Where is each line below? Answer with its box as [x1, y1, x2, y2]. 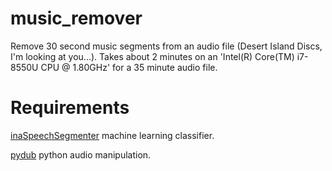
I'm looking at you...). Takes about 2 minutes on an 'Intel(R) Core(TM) [10, 50, 295, 62]
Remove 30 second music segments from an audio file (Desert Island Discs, [10, 40, 323, 52]
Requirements [10, 97, 130, 119]
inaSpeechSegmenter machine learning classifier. [10, 129, 215, 141]
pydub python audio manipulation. [10, 148, 152, 161]
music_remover [10, 7, 143, 30]
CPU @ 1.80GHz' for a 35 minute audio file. [40, 61, 218, 73]
